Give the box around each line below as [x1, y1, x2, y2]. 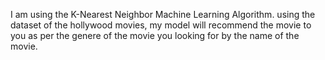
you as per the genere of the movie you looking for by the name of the [10, 30, 300, 41]
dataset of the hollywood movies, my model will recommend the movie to [10, 19, 312, 31]
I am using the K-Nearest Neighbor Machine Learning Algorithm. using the [10, 9, 316, 20]
